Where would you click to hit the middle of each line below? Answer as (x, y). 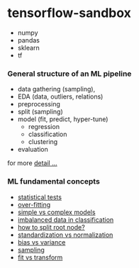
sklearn (29, 48)
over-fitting (34, 204)
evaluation (33, 150)
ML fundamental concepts (54, 182)
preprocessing (39, 104)
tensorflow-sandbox (69, 13)
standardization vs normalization (65, 235)
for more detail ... (33, 163)
